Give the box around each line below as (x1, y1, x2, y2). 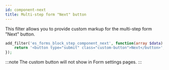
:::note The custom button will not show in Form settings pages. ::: (5, 59, 142, 65)
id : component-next (5, 7, 46, 12)
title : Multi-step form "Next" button (5, 12, 87, 17)
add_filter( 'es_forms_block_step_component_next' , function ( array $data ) (5, 40, 163, 45)
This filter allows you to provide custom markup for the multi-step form (5, 25, 152, 31)
